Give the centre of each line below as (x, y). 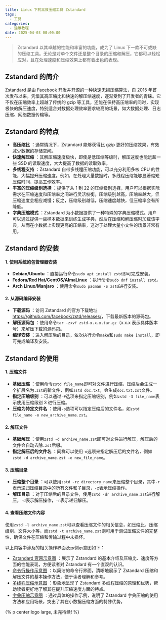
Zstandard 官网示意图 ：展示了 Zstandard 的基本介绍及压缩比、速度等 (83, 558)
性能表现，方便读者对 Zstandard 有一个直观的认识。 (74, 564)
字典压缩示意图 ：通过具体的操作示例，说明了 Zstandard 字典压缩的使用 (85, 595)
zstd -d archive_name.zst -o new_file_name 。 (60, 458)
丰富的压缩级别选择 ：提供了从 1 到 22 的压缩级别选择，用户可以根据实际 (86, 188)
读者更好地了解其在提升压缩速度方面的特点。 (62, 589)
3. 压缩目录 (17, 470)
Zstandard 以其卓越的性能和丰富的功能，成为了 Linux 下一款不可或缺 (87, 47)
